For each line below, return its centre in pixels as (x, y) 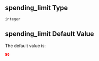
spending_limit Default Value (49, 34)
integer (13, 19)
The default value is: (25, 46)
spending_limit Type (36, 8)
